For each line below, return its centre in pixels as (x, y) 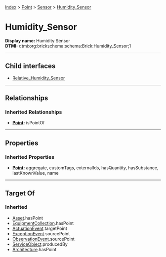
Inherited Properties (30, 157)
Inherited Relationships (34, 112)
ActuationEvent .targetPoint (40, 228)
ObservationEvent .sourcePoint (43, 239)
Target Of (20, 193)
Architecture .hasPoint (34, 249)
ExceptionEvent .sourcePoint (41, 233)
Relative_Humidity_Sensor (39, 78)
